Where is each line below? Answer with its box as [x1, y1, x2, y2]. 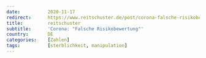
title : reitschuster [6, 20, 81, 26]
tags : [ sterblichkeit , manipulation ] [6, 43, 128, 49]
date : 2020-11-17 [6, 8, 75, 15]
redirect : [6, 14, 32, 21]
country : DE [6, 31, 53, 37]
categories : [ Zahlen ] [6, 37, 70, 43]
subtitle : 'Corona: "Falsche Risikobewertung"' [6, 25, 144, 32]
